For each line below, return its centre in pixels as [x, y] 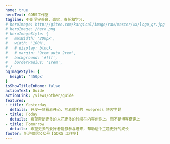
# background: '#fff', [32, 57]
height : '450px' [27, 77]
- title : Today [21, 115]
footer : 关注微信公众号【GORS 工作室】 [43, 133]
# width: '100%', [26, 43]
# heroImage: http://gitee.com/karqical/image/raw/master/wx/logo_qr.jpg [85, 24]
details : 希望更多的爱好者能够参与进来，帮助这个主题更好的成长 [69, 129]
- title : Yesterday [26, 105]
